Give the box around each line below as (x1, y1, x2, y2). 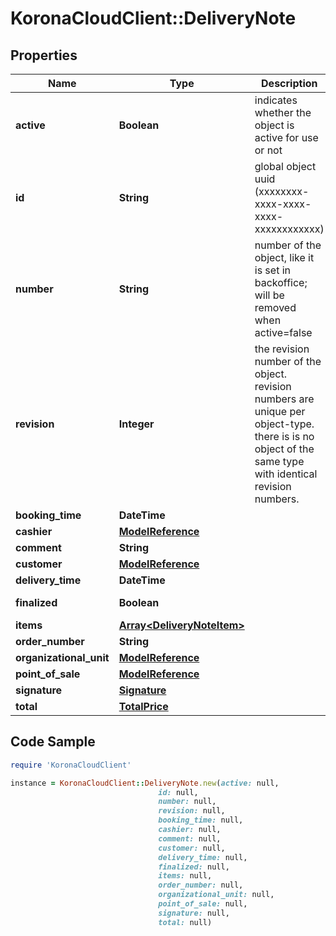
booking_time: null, (158, 815, 244, 826)
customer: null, (158, 843, 226, 853)
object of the (254, 442, 315, 456)
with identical (254, 467, 318, 481)
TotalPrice (118, 700, 169, 713)
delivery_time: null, (158, 852, 248, 862)
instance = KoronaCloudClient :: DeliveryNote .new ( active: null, (10, 778, 280, 788)
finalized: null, (158, 862, 230, 872)
